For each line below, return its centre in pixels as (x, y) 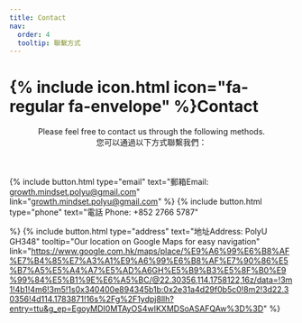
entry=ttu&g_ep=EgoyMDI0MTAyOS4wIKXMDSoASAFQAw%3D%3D (137, 309)
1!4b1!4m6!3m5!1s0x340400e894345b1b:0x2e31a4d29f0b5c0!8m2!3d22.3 (149, 290)
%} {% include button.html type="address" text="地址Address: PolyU (138, 232)
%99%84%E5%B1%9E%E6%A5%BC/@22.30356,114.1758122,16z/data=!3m (151, 280)
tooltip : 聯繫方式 (49, 43)
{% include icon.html (90, 88)
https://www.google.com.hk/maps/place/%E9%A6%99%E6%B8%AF (160, 251)
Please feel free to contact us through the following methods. (151, 132)
